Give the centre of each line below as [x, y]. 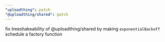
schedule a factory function [34, 34]
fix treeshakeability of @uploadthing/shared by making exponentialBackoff [83, 28]
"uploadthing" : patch [28, 10]
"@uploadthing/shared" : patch [37, 14]
